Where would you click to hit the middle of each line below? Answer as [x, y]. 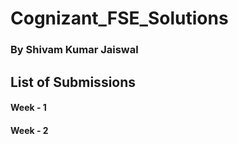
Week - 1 [28, 108]
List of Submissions [73, 82]
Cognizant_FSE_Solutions [119, 18]
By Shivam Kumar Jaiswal [74, 50]
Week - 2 [29, 130]
